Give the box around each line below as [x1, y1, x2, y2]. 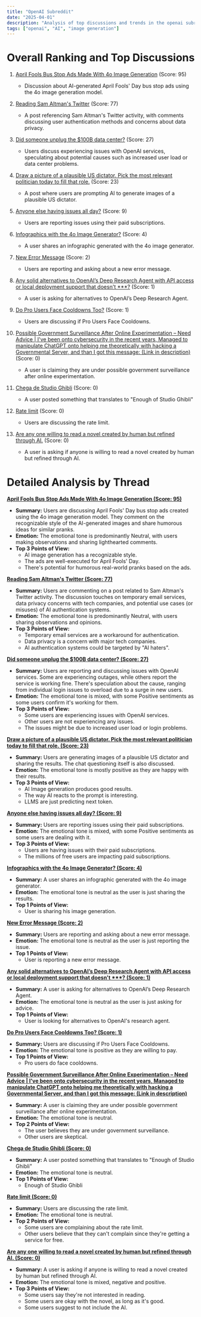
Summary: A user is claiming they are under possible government [15, 1102, 178, 1109]
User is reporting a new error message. [24, 956, 121, 963]
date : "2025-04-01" [7, 14, 55, 20]
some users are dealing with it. [15, 834, 91, 841]
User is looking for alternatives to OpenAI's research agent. [24, 1018, 171, 1025]
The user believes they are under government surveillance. [24, 1127, 169, 1134]
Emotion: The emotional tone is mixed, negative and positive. [15, 1279, 166, 1286]
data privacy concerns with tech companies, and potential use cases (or [15, 600, 193, 607]
